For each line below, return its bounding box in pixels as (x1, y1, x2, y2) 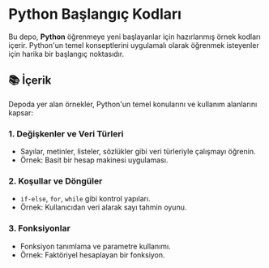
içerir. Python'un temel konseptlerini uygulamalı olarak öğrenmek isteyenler (8, 40, 259, 50)
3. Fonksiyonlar (8, 223, 70, 234)
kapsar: (8, 107, 34, 118)
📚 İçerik (8, 74, 52, 88)
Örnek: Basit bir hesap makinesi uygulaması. (19, 155, 169, 165)
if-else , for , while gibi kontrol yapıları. (19, 194, 152, 204)
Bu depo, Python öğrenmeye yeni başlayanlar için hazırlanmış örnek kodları (8, 32, 261, 41)
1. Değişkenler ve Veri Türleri (8, 128, 124, 139)
